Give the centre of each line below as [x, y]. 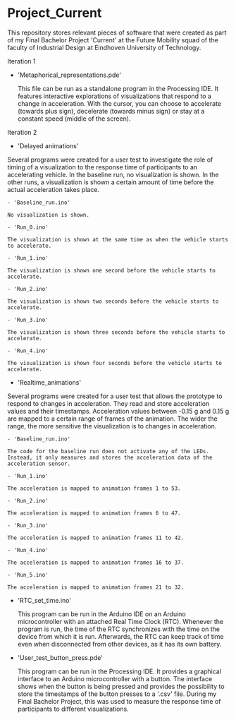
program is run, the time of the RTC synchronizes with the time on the [119, 629]
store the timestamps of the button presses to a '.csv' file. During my [117, 694]
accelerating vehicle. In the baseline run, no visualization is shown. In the [113, 174]
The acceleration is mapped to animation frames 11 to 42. [96, 538]
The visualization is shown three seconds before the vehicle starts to [116, 332]
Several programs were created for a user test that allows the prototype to [115, 396]
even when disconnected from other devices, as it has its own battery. [119, 644]
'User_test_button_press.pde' [60, 657]
